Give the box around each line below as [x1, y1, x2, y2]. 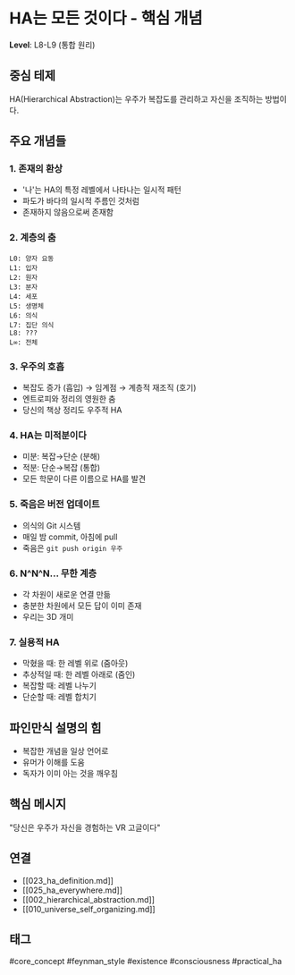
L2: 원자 [9, 273, 38, 282]
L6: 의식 [9, 310, 38, 320]
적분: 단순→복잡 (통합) [21, 462, 101, 473]
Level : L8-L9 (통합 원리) [9, 39, 96, 50]
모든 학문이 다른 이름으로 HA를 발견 [21, 473, 146, 484]
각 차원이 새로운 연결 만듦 [21, 589, 112, 599]
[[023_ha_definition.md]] [21, 875, 114, 886]
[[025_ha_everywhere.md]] [21, 885, 123, 895]
